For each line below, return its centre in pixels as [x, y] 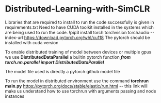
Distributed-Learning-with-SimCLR [78, 9]
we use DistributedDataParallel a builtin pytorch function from [68, 57]
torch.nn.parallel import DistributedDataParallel [55, 62]
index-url [14, 38]
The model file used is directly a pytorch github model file [63, 71]
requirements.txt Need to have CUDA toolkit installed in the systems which [79, 27]
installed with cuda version [32, 42]
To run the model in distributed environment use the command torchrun [77, 81]
